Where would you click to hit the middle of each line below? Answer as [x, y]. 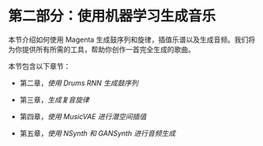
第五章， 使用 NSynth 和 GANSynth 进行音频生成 [98, 133]
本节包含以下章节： [39, 66]
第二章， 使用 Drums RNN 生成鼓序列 [79, 83]
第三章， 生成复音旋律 [54, 99]
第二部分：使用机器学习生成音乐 [112, 16]
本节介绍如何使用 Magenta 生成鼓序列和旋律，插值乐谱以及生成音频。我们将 [131, 39]
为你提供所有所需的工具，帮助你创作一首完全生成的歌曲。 [101, 49]
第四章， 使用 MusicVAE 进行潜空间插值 [83, 116]
